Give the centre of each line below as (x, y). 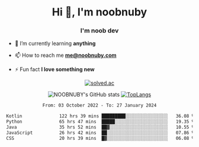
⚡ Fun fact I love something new (54, 69)
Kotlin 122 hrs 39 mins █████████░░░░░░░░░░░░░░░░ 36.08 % (100, 116)
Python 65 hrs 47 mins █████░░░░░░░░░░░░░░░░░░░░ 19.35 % (100, 122)
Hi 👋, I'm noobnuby (99, 12)
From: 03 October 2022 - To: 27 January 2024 (99, 106)
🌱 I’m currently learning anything (55, 43)
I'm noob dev (99, 31)
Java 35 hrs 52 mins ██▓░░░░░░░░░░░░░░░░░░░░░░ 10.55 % (100, 127)
